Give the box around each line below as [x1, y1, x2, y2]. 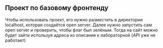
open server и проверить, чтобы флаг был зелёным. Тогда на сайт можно [5, 27, 158, 33]
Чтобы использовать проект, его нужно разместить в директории [5, 16, 143, 22]
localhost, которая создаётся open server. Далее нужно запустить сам [5, 22, 152, 28]
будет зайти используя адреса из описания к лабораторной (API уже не [5, 32, 156, 38]
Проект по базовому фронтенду [5, 4, 109, 12]
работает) [5, 37, 26, 43]
